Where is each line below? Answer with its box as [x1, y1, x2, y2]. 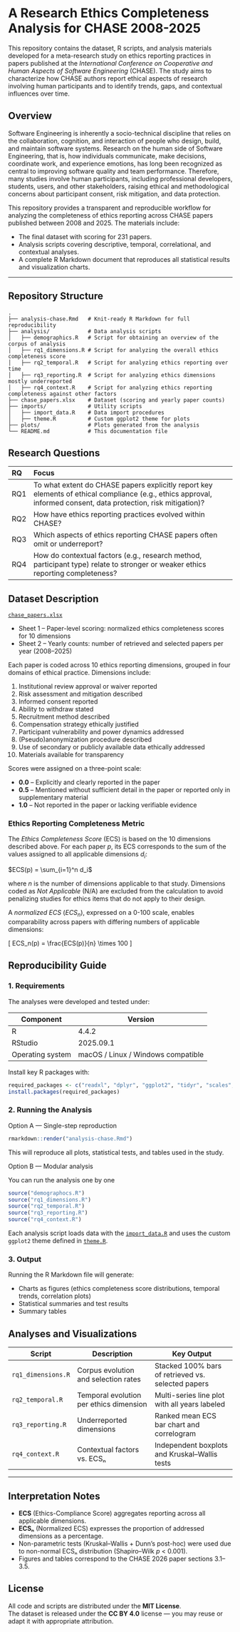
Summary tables [18, 1307, 67, 1316]
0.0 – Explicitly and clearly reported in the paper [18, 778, 160, 786]
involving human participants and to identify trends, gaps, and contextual [8, 81, 223, 90]
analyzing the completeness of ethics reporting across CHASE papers [8, 211, 214, 219]
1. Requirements [8, 981, 66, 991]
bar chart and [155, 1420, 200, 1430]
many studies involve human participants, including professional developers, [8, 174, 233, 183]
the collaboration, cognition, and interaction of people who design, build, [8, 136, 221, 145]
